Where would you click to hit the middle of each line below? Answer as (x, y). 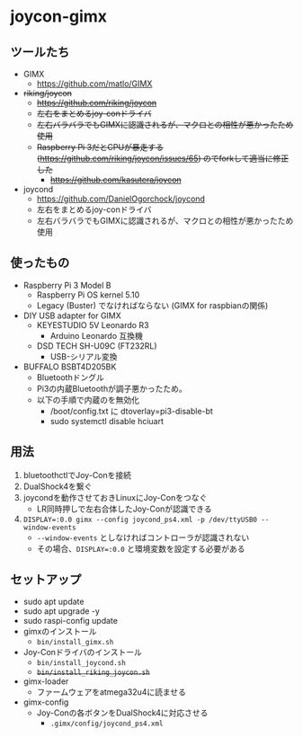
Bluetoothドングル (70, 377)
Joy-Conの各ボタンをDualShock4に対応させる (122, 713)
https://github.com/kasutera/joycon (116, 180)
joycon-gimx (58, 17)
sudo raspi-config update (70, 621)
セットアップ (46, 580)
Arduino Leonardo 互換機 (96, 335)
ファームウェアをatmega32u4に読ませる (111, 692)
